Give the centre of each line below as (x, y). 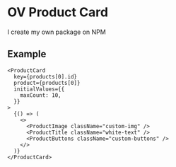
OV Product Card (58, 12)
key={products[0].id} (46, 76)
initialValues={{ (39, 89)
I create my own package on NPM (57, 32)
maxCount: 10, (41, 95)
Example (27, 54)
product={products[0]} (47, 83)
